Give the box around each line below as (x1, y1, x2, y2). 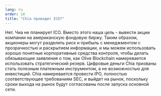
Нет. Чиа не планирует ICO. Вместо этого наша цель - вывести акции (5, 30, 150, 36)
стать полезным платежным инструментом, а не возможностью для (5, 66, 149, 72)
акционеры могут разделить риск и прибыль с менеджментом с (5, 40, 141, 46)
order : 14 (5, 12, 25, 17)
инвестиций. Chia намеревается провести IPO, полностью (5, 71, 127, 77)
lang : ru (5, 7, 23, 12)
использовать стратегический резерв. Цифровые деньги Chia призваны (5, 60, 157, 66)
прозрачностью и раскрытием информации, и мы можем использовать (5, 45, 156, 51)
